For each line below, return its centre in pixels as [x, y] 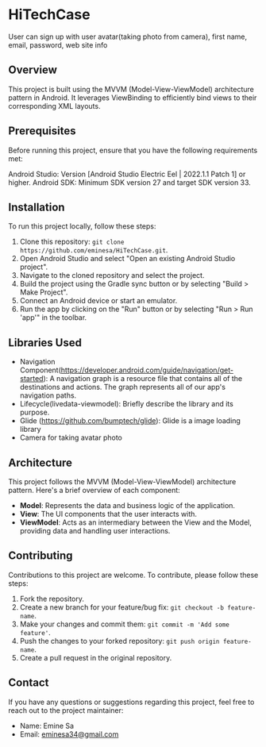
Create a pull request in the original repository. [96, 657]
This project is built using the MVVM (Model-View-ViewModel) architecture [131, 89]
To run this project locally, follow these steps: [82, 226]
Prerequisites [42, 131]
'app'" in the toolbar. [53, 318]
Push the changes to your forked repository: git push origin [120, 641]
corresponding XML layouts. [54, 106]
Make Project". [44, 292]
